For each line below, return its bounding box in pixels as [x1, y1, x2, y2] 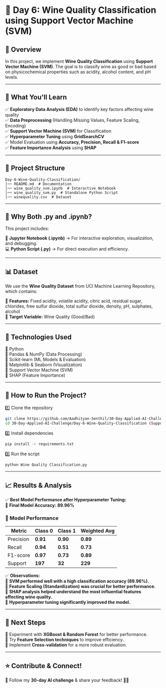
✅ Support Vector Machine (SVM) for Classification [5, 128, 112, 134]
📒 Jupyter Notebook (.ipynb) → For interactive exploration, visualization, [5, 235, 154, 241]
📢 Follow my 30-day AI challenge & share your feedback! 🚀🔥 [5, 677, 129, 683]
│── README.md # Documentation [5, 181, 72, 186]
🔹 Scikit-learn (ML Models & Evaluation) [5, 357, 86, 363]
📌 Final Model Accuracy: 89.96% [5, 502, 75, 508]
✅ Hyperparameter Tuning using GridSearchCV [5, 133, 105, 139]
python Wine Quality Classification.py [5, 462, 87, 467]
